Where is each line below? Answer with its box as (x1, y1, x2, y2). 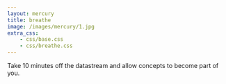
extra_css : (7, 29, 39, 37)
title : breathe (7, 17, 51, 24)
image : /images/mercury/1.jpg (7, 23, 95, 30)
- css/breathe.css (19, 42, 73, 49)
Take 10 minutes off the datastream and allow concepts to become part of (7, 62, 219, 69)
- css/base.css (19, 36, 64, 43)
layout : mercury (7, 10, 54, 17)
